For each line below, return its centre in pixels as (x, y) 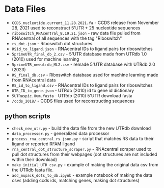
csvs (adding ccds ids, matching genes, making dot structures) (76, 180)
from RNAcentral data (34, 80)
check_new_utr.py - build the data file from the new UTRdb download (81, 128)
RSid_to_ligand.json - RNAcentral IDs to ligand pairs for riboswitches (82, 49)
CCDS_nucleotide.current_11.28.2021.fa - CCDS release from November (85, 23)
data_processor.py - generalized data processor (60, 133)
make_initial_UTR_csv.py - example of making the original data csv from (85, 164)
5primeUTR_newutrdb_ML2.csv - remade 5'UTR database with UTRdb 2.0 (83, 64)
